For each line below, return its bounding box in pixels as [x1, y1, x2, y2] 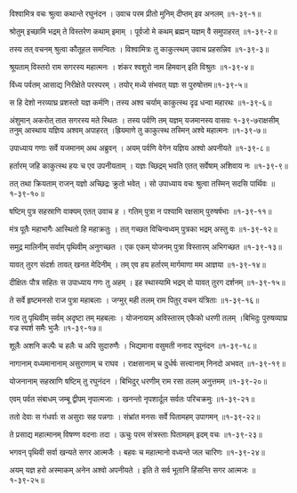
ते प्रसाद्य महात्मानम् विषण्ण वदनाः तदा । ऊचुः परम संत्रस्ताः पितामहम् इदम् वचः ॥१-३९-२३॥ [9, 429, 262, 440]
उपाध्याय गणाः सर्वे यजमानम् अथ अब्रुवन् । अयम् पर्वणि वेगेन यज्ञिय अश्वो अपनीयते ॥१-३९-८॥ [9, 143, 269, 153]
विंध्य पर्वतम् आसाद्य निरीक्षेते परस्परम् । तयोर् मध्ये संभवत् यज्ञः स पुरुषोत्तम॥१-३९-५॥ [9, 80, 248, 90]
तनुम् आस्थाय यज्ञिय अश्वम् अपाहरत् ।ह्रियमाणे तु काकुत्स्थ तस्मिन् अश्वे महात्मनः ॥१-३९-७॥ [9, 125, 267, 135]
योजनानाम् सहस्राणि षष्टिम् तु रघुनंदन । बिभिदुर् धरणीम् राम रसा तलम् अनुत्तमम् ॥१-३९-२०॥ [9, 376, 268, 386]
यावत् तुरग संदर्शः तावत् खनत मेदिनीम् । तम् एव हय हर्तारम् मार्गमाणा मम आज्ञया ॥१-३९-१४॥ [9, 259, 267, 270]
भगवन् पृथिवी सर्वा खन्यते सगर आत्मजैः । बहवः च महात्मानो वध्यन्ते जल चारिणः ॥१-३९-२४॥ [9, 447, 265, 457]
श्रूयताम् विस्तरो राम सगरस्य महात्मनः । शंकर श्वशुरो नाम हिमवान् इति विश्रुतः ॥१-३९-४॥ [9, 62, 254, 72]
